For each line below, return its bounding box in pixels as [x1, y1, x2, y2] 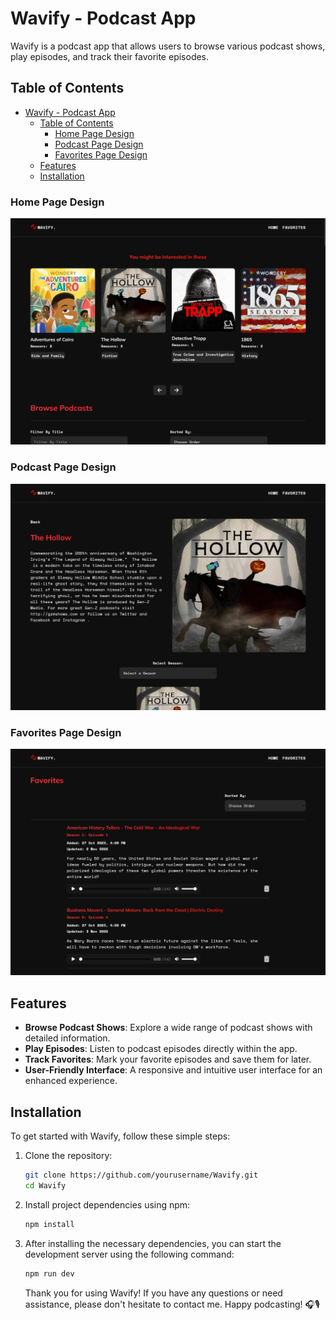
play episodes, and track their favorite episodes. [10, 50, 210, 62]
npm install [24, 1219, 75, 1229]
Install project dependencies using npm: [24, 1198, 191, 1211]
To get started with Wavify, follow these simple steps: [10, 1130, 231, 1142]
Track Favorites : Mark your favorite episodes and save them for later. [24, 1053, 312, 1066]
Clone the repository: [24, 1150, 113, 1162]
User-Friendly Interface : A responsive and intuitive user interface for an [24, 1064, 323, 1076]
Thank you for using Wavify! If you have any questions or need [24, 1287, 283, 1299]
